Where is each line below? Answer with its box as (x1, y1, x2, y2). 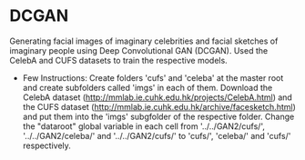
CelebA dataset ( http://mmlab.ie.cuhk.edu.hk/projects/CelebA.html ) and (22, 92, 293, 103)
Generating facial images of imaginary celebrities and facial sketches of (9, 35, 279, 46)
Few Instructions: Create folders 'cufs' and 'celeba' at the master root (22, 72, 284, 83)
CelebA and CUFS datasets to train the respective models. (9, 55, 228, 65)
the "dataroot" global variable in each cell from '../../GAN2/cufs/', (22, 120, 266, 132)
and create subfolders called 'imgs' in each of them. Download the (22, 82, 273, 93)
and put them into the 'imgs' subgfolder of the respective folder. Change (22, 111, 295, 122)
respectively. (22, 140, 71, 151)
